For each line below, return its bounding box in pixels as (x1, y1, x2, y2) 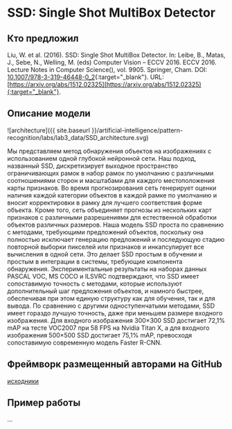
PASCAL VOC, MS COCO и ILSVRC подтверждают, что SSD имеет (7, 272, 199, 280)
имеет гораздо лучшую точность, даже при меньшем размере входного (7, 308, 223, 317)
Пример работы (7, 397, 81, 409)
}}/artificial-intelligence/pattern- (91, 126, 184, 134)
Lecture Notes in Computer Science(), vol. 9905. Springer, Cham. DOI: (7, 66, 208, 73)
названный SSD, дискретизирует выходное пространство (7, 161, 179, 170)
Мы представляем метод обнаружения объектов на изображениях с (7, 147, 212, 155)
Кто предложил (7, 33, 79, 44)
